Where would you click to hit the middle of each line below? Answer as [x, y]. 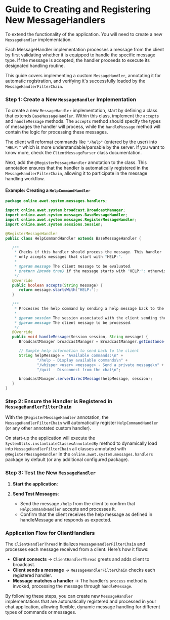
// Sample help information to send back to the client [79, 351]
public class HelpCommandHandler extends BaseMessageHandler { [73, 238]
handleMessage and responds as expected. [66, 519]
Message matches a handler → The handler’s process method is [80, 580]
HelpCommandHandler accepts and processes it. [68, 509]
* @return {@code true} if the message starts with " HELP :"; [80, 271]
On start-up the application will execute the [50, 438]
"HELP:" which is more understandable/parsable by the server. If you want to [85, 147]
